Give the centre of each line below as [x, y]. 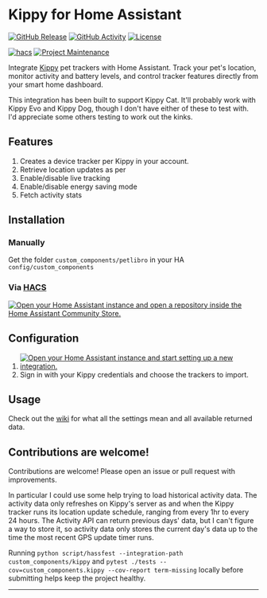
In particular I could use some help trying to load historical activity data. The [133, 495]
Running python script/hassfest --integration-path [96, 553]
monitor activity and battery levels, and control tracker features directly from [133, 76]
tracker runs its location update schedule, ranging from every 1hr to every [129, 512]
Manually [27, 243]
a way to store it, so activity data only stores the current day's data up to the [133, 529]
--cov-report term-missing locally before [176, 570]
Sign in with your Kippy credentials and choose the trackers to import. [134, 374]
